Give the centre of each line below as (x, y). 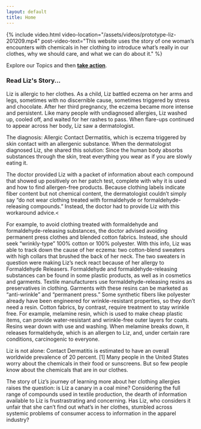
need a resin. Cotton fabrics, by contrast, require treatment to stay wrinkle (98, 307)
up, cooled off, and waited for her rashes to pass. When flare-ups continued (100, 119)
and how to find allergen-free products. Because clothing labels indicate (95, 187)
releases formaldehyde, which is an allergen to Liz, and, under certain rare (98, 332)
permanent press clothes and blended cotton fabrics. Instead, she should (97, 237)
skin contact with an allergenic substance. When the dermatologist (89, 143)
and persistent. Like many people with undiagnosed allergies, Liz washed (97, 113)
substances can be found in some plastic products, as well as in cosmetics (99, 275)
